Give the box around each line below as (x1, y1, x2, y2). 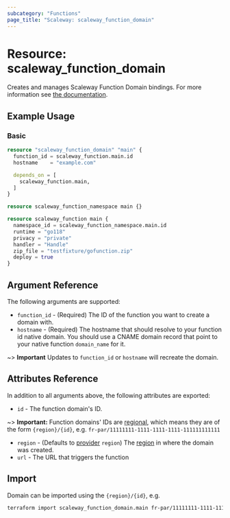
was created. (16, 445, 54, 454)
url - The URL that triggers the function (16, 453, 129, 461)
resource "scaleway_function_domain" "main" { (7, 147, 142, 154)
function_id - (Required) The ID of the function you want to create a (16, 310, 210, 319)
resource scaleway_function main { (7, 215, 109, 223)
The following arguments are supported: (7, 297, 121, 305)
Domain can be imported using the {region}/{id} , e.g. (7, 491, 161, 499)
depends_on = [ (13, 172, 57, 178)
